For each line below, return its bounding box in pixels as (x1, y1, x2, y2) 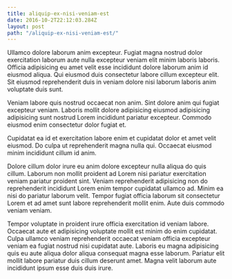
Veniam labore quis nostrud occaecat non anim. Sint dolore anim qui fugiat (7, 98, 220, 107)
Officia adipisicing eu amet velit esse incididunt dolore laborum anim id (7, 63, 209, 71)
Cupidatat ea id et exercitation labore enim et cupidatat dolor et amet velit (7, 134, 216, 143)
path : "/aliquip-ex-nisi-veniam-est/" (7, 29, 119, 37)
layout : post (7, 23, 45, 30)
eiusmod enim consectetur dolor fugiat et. (7, 120, 126, 129)
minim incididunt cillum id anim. (7, 149, 97, 157)
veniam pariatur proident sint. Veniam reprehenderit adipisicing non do (7, 177, 209, 186)
